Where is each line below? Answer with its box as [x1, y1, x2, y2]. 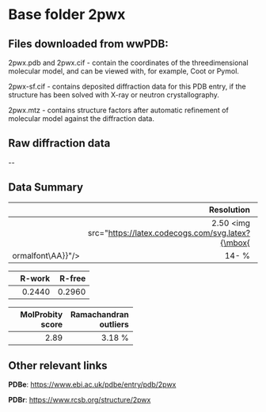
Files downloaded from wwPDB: [8, 37, 169, 51]
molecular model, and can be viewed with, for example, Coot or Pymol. [8, 66, 240, 76]
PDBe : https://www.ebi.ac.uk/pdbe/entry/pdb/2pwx [8, 380, 177, 389]
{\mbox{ [220, 237, 251, 248]
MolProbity [20, 308, 63, 319]
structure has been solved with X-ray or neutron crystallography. [8, 90, 220, 100]
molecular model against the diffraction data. [8, 114, 154, 123]
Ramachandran [70, 308, 129, 319]
